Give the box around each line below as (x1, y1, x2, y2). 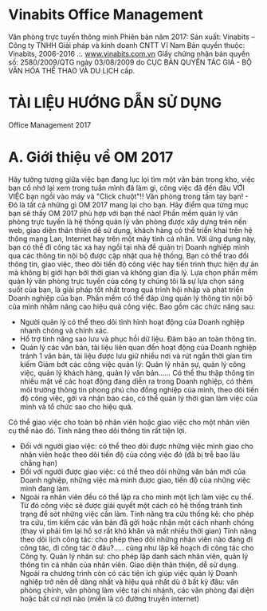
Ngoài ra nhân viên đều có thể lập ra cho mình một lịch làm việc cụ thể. (19, 492, 254, 502)
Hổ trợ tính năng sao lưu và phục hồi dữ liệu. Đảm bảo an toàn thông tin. (19, 333, 257, 344)
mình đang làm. (19, 483, 71, 493)
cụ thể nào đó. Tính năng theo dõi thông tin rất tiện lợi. (8, 425, 187, 436)
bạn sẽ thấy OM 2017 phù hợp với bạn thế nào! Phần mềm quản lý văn (8, 208, 238, 218)
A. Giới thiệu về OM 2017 (8, 148, 174, 167)
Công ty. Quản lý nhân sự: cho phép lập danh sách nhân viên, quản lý (19, 551, 249, 561)
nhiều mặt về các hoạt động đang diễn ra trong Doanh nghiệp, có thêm (19, 376, 253, 386)
